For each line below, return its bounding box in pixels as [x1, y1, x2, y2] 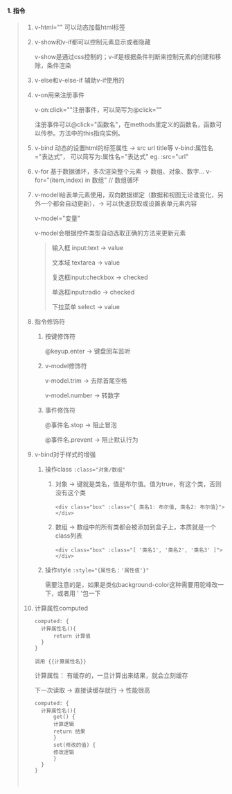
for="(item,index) [34, 176, 84, 184]
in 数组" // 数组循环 [84, 176, 140, 184]
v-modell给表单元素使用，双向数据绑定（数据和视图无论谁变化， [34, 191, 218, 199]
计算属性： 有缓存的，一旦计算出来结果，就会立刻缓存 [34, 671, 188, 680]
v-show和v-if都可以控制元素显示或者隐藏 [34, 38, 151, 47]
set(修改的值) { [53, 742, 96, 749]
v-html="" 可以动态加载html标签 [34, 23, 126, 31]
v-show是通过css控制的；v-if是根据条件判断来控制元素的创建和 [34, 53, 215, 61]
